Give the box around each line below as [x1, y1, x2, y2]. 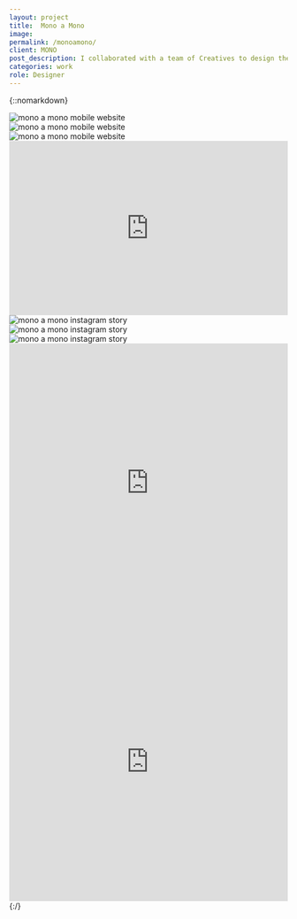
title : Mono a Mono [9, 21, 86, 30]
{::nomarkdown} [9, 95, 69, 105]
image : [9, 29, 34, 38]
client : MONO [9, 46, 57, 55]
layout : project [9, 12, 69, 22]
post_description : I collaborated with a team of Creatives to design [9, 54, 275, 63]
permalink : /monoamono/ [9, 37, 97, 47]
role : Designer [9, 71, 65, 80]
